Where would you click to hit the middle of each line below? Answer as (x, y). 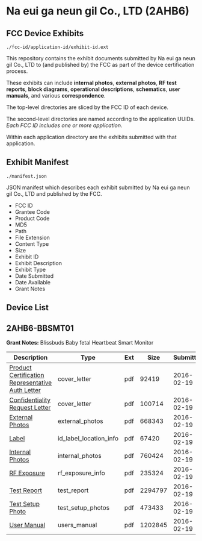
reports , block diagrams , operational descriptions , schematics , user (93, 89)
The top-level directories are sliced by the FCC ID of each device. (87, 107)
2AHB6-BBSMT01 (40, 328)
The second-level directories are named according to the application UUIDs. (101, 119)
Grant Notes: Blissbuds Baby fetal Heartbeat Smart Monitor (80, 343)
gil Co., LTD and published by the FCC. (54, 193)
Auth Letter (25, 390)
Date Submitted (34, 276)
